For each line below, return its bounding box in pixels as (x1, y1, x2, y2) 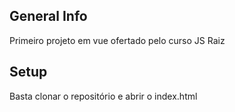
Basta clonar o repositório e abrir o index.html (9, 90, 198, 102)
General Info (9, 8, 88, 25)
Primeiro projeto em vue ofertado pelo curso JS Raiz (9, 34, 226, 46)
